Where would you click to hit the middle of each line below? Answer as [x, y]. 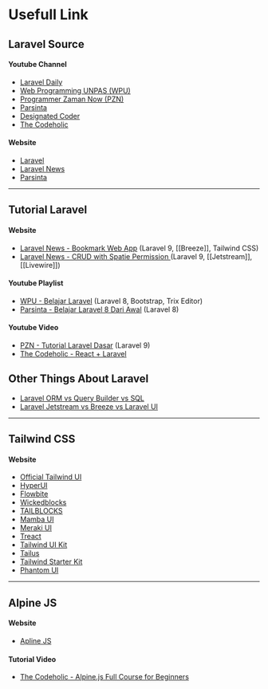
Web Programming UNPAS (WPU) [75, 90]
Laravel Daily [41, 82]
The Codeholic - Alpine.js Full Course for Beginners [104, 677]
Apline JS [35, 640]
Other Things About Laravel [79, 379]
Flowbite [34, 494]
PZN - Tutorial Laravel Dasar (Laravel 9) [85, 345]
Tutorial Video [32, 659]
